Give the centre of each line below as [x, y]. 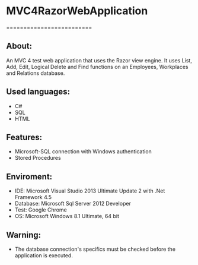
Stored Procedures [38, 158]
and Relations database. [36, 73]
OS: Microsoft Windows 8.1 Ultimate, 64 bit [67, 216]
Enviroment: [29, 176]
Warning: [24, 235]
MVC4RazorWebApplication [77, 11]
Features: [24, 137]
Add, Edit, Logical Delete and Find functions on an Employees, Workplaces [97, 67]
